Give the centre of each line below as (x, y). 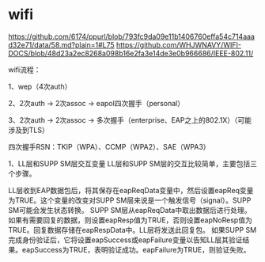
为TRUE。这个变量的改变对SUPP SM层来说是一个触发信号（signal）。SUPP (130, 200)
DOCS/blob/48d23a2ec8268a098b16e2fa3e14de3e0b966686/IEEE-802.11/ (131, 53)
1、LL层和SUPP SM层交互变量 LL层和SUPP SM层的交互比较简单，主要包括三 (132, 163)
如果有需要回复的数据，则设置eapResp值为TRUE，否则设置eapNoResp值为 (131, 220)
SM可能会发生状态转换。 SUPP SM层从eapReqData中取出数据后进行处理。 (130, 210)
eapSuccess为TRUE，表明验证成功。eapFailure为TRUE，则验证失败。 (136, 249)
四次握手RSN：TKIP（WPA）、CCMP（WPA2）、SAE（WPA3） (110, 146)
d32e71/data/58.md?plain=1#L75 (61, 44)
